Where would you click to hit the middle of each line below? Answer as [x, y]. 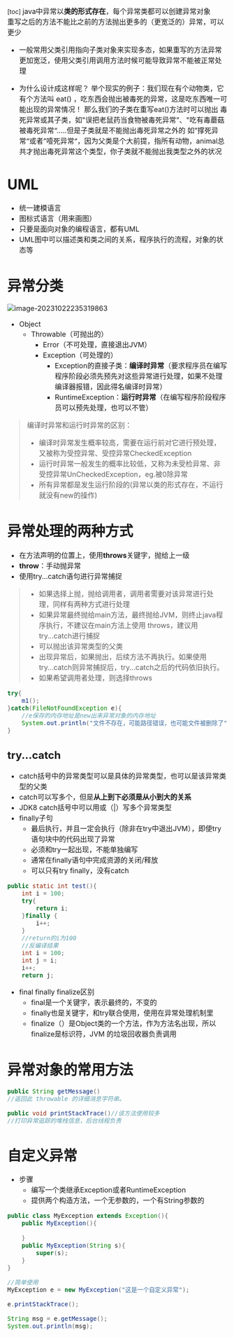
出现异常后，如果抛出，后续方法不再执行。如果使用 [123, 657]
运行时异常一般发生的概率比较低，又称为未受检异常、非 [130, 464]
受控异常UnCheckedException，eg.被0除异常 [114, 474]
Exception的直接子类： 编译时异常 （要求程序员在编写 [141, 366]
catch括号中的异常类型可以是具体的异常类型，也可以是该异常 [119, 776]
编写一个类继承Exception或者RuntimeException [109, 1190]
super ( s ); [52, 1253]
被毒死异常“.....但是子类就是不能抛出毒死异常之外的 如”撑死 [115, 130]
